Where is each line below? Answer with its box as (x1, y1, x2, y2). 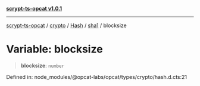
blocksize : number (20, 62, 65, 69)
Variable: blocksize (6, 42, 103, 56)
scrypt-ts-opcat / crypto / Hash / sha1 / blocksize (6, 22, 127, 29)
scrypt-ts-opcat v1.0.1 (6, 5, 62, 12)
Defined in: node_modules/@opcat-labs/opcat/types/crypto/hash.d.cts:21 (6, 73, 187, 80)
